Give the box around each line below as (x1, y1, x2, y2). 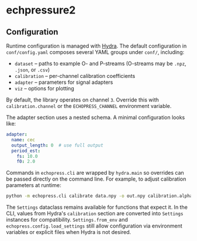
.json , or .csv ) (14, 66, 50, 73)
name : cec (11, 137, 35, 142)
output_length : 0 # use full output (11, 142, 104, 148)
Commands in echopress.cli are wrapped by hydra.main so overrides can (6, 169, 185, 176)
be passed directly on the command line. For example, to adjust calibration (6, 175, 186, 182)
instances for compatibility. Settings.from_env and (6, 216, 128, 223)
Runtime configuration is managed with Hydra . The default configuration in (6, 42, 187, 49)
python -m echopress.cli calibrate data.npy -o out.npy (6, 193, 145, 199)
